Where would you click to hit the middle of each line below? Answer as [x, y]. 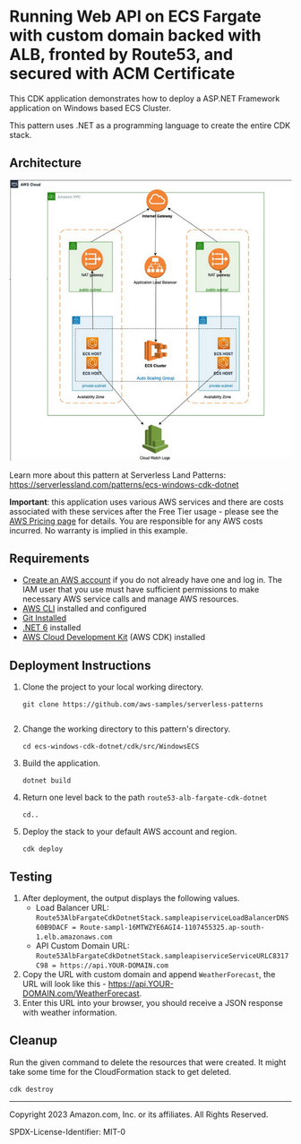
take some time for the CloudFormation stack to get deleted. [120, 1071]
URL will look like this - [64, 984]
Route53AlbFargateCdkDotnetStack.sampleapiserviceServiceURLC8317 [162, 957]
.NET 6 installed [52, 628]
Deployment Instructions [80, 665]
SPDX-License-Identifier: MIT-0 [68, 1131]
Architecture [46, 163]
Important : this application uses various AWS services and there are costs [146, 502]
